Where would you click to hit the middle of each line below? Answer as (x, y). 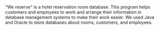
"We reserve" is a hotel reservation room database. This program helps (78, 7)
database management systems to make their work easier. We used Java (80, 17)
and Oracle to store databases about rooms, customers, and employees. (79, 22)
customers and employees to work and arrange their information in (73, 12)
